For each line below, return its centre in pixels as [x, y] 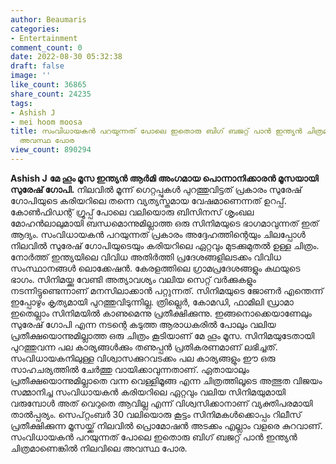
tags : [21, 103]
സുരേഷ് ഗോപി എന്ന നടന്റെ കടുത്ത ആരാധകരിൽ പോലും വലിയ [143, 324]
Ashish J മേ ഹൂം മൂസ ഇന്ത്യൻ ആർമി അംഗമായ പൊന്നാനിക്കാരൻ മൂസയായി [164, 178]
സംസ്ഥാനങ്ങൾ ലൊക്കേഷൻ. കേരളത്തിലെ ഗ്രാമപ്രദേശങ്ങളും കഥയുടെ [155, 268]
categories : [35, 29]
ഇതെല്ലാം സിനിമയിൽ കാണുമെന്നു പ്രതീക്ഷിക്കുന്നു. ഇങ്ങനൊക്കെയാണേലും [161, 313]
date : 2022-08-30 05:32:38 [66, 57]
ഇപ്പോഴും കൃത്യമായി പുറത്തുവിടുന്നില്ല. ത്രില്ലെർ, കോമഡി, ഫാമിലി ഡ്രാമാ [152, 302]
